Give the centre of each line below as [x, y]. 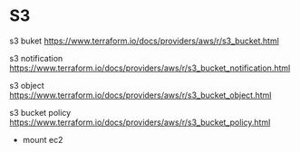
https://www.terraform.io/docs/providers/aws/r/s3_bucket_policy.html [140, 122]
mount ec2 [43, 139]
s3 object [27, 85]
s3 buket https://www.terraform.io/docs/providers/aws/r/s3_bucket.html [144, 41]
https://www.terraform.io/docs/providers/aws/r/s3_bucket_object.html [140, 95]
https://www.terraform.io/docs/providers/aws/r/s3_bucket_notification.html [150, 68]
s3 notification [36, 58]
